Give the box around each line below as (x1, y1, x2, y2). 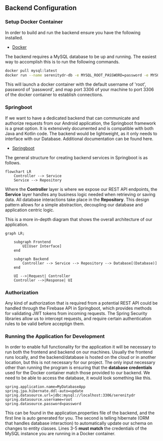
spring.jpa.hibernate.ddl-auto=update (5, 389, 83, 394)
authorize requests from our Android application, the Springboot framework (5, 120, 156, 126)
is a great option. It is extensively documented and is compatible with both (5, 125, 154, 131)
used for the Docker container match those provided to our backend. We (5, 370, 150, 376)
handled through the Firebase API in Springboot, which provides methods (5, 305, 152, 311)
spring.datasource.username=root (5, 397, 73, 402)
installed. (5, 35, 23, 40)
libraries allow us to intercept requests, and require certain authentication (5, 316, 152, 322)
